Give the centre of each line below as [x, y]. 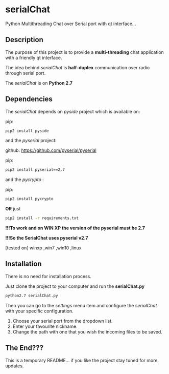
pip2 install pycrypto [29, 199]
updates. [15, 366]
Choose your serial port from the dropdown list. [63, 321]
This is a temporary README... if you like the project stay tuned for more [81, 360]
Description [24, 40]
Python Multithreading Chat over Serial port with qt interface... [71, 24]
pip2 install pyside [27, 131]
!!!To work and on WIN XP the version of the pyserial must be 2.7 [75, 228]
